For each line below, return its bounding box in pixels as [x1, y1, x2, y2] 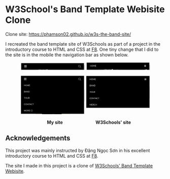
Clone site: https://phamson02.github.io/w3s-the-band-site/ [5, 31, 131, 37]
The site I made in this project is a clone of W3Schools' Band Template [5, 162, 153, 168]
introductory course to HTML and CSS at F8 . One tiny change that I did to [5, 46, 159, 52]
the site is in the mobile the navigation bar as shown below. [5, 52, 129, 58]
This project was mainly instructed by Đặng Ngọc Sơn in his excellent [5, 147, 150, 153]
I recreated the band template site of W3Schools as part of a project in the [5, 41, 161, 47]
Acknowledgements [5, 134, 71, 142]
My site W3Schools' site [47, 119, 131, 125]
